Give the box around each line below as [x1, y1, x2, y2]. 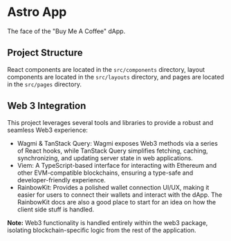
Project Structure [7, 47, 83, 59]
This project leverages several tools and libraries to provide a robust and [7, 118, 214, 126]
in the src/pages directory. [7, 80, 82, 88]
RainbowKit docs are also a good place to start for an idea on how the [17, 197, 216, 206]
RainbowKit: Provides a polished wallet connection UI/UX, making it [17, 183, 210, 191]
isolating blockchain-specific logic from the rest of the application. [7, 226, 196, 234]
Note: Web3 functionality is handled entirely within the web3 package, [7, 218, 208, 226]
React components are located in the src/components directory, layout [7, 65, 205, 73]
